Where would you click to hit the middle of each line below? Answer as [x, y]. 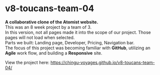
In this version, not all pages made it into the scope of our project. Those [78, 32]
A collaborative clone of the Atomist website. [52, 22]
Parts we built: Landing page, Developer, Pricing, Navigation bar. [70, 42]
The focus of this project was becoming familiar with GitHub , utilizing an [78, 48]
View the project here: [27, 62]
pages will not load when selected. [40, 37]
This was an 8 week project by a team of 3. [48, 27]
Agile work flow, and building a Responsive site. [54, 53]
